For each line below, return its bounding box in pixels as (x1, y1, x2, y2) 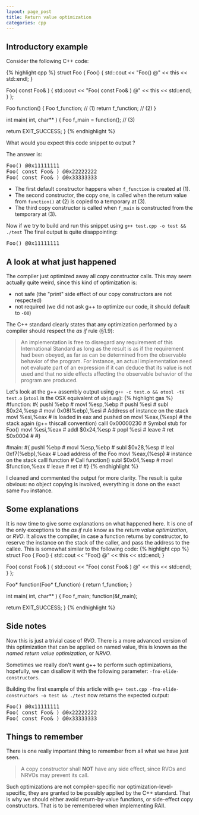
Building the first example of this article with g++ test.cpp (6, 685, 147, 693)
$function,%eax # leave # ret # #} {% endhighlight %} (6, 463, 138, 470)
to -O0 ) (14, 310, 31, 316)
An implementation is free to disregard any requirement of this (20, 339, 173, 345)
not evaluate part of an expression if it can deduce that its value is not (20, 364, 192, 371)
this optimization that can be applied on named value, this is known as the (6, 643, 187, 650)
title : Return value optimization (6, 14, 92, 20)
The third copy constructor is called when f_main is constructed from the (14, 204, 193, 212)
